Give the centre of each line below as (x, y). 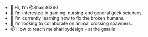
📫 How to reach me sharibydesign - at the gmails (62, 29)
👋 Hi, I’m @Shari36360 (34, 8)
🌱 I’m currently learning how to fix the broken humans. (67, 18)
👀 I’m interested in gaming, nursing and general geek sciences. (77, 13)
